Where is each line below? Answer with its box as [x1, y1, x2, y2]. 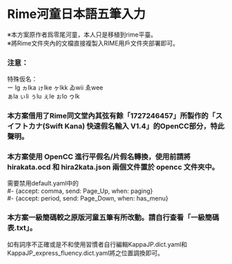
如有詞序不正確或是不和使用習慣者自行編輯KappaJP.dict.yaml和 [7, 240, 188, 248]
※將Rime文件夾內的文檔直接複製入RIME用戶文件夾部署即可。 [7, 39, 180, 47]
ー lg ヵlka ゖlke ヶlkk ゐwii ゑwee [7, 83, 104, 92]
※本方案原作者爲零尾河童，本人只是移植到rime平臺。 [7, 30, 157, 39]
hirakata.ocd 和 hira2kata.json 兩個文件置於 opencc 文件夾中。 [7, 163, 220, 172]
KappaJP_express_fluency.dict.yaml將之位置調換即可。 [7, 249, 164, 257]
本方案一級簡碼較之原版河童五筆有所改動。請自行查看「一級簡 [7, 213, 213, 223]
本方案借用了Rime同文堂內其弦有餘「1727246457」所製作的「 [7, 111, 216, 121]
